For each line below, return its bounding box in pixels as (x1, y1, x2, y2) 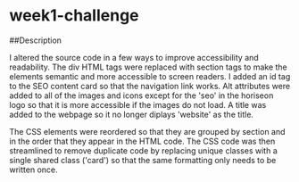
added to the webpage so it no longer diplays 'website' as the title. (9, 109, 254, 120)
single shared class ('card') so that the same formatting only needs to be (9, 154, 277, 165)
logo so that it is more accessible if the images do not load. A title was (9, 99, 267, 110)
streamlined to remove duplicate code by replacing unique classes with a (9, 145, 278, 156)
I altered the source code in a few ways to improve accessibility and (9, 52, 259, 62)
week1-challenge (9, 5, 140, 26)
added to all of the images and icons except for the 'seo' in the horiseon (9, 90, 274, 101)
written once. (9, 164, 58, 175)
